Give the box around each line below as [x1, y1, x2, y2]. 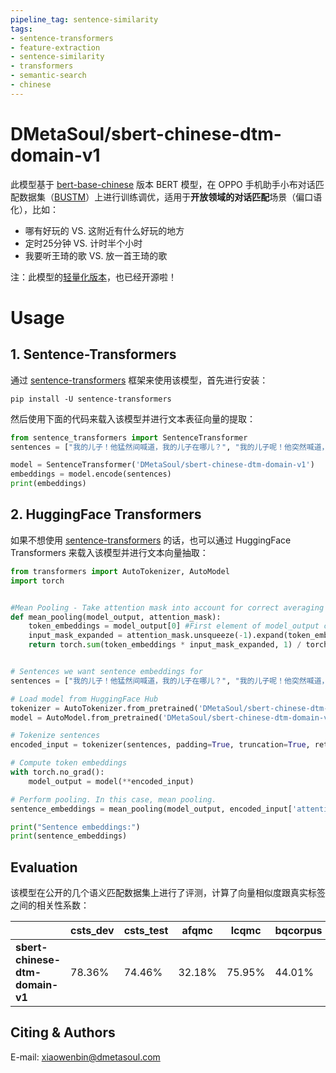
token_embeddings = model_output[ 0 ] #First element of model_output [28, 621, 320, 631]
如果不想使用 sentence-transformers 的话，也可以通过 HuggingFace [10, 534, 292, 546]
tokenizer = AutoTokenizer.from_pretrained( [10, 703, 199, 713]
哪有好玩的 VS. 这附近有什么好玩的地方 [24, 224, 185, 236]
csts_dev [70, 924, 115, 938]
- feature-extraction [10, 42, 101, 53]
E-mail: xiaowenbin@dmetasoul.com [10, 1051, 161, 1063]
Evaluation [10, 859, 78, 876]
